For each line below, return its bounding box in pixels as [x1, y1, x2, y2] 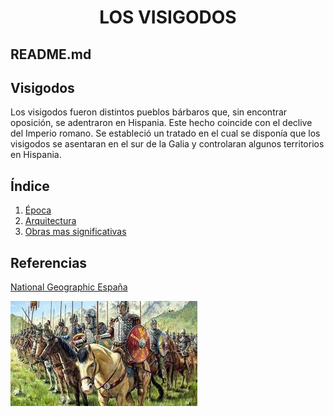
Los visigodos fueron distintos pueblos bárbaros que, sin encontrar [10, 106, 288, 118]
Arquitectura [24, 215, 77, 227]
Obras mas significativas [24, 226, 127, 238]
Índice [10, 177, 50, 195]
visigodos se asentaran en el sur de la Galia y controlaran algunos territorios [10, 138, 325, 150]
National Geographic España [10, 281, 128, 293]
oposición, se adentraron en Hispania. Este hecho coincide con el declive [10, 117, 313, 129]
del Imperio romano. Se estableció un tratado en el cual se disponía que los [10, 127, 321, 140]
